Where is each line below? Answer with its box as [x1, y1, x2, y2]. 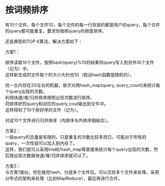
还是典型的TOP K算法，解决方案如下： [5, 38, 83, 44]
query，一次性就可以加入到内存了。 [5, 140, 78, 146]
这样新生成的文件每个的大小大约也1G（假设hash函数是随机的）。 [5, 72, 134, 77]
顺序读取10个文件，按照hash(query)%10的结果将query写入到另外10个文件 [5, 59, 154, 65]
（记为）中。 [5, 65, 31, 72]
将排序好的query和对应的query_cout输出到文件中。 [5, 101, 109, 107]
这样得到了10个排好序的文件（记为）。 [5, 107, 81, 112]
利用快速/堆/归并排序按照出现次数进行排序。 [5, 94, 95, 100]
